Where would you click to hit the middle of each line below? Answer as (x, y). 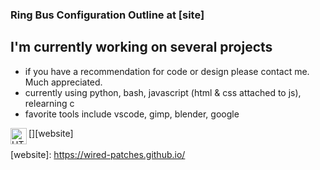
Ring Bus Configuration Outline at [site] (107, 15)
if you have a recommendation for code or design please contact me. (167, 71)
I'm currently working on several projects (141, 47)
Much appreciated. (63, 82)
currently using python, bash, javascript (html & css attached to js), (163, 92)
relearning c (49, 103)
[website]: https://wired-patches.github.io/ (98, 154)
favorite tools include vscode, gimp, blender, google (132, 114)
